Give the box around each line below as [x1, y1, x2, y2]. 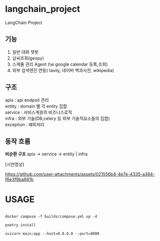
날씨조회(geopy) [12, 55, 44, 61]
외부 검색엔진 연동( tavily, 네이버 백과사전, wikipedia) [12, 67, 114, 73]
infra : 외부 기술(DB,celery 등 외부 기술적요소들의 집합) [5, 115, 110, 121]
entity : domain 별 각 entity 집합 [5, 103, 68, 109]
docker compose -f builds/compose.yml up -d [5, 214, 97, 219]
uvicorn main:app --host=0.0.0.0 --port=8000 [5, 231, 99, 236]
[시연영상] [5, 162, 24, 168]
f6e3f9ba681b [5, 176, 34, 182]
